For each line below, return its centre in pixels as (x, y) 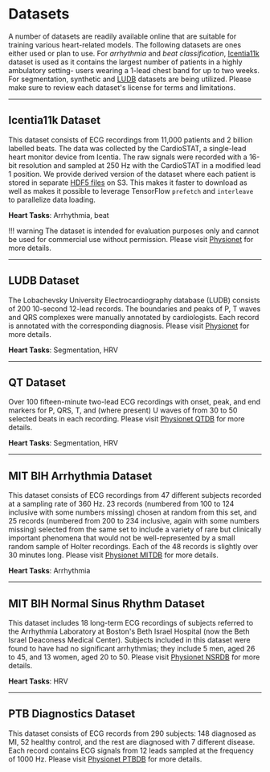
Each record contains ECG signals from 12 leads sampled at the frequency (131, 750)
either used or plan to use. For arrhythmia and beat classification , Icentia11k (134, 53)
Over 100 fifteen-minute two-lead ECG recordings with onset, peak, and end (135, 402)
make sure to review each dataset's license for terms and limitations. (122, 87)
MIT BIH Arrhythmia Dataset (80, 476)
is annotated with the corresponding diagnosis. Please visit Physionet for (129, 326)
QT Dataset (37, 382)
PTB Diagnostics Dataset (72, 714)
